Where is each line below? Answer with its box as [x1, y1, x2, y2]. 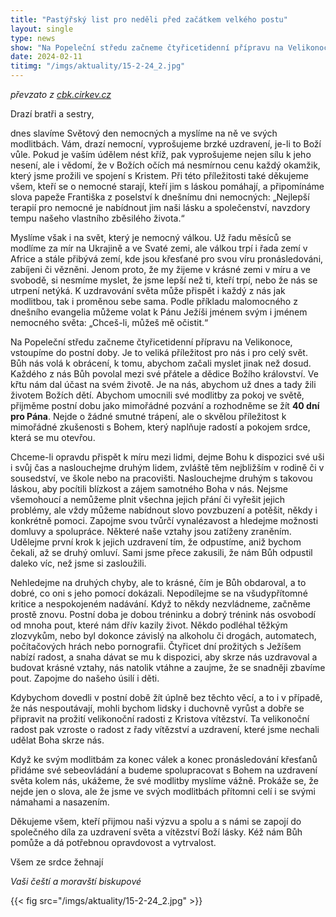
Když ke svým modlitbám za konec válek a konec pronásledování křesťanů [10, 754, 318, 765]
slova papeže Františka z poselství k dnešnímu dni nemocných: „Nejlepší [10, 191, 310, 203]
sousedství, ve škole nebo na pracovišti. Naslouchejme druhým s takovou [10, 472, 313, 484]
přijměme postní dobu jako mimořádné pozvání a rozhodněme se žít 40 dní [10, 400, 320, 411]
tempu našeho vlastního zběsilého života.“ [10, 212, 185, 224]
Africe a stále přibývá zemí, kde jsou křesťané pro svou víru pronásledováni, [10, 253, 324, 265]
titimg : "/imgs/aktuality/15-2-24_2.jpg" [10, 61, 186, 71]
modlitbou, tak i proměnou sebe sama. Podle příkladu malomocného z [10, 296, 298, 307]
